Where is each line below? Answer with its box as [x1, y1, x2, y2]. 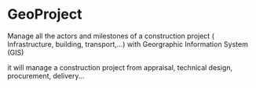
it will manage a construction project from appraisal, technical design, [7, 62, 233, 72]
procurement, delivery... [7, 71, 85, 80]
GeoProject [7, 5, 82, 23]
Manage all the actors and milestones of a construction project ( [7, 31, 215, 40]
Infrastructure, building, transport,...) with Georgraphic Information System [7, 39, 248, 48]
